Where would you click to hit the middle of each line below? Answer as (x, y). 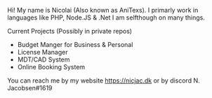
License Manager (42, 52)
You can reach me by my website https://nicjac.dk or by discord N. (104, 80)
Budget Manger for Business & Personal (75, 44)
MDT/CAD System (44, 59)
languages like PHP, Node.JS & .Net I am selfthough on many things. (106, 17)
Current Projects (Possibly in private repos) (69, 31)
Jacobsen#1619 (30, 88)
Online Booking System (51, 67)
